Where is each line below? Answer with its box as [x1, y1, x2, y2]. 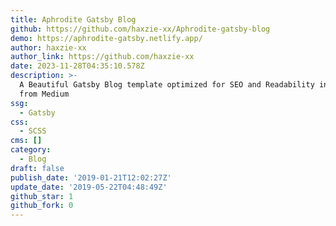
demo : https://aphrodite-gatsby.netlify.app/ [10, 33, 203, 43]
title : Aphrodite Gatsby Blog [10, 14, 137, 25]
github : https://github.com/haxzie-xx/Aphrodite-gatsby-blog [10, 24, 271, 34]
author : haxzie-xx [10, 42, 87, 53]
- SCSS [19, 126, 47, 136]
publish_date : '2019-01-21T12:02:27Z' [10, 172, 172, 183]
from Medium [19, 89, 70, 99]
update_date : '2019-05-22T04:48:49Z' [10, 182, 168, 192]
